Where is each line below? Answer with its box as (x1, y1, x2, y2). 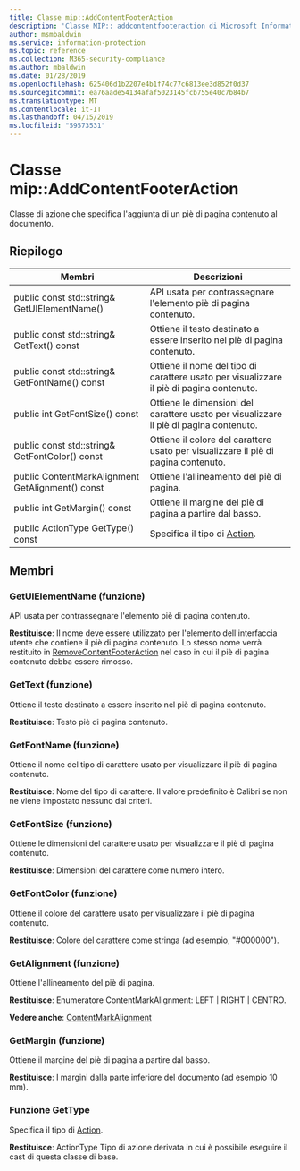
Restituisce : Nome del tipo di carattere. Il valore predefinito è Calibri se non (9, 786, 287, 797)
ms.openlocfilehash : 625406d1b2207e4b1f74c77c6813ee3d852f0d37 (9, 80, 250, 89)
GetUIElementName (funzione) (9, 590, 146, 603)
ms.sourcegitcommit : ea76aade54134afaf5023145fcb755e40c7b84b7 (9, 88, 250, 97)
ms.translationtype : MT (9, 96, 98, 106)
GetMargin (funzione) (9, 1034, 105, 1047)
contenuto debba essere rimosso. (9, 656, 134, 667)
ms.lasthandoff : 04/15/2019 (9, 113, 114, 122)
